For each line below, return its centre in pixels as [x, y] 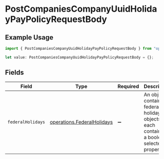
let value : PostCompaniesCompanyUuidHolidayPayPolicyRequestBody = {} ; [79, 57]
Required [128, 86]
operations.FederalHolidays [81, 122]
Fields [15, 72]
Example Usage [29, 37]
